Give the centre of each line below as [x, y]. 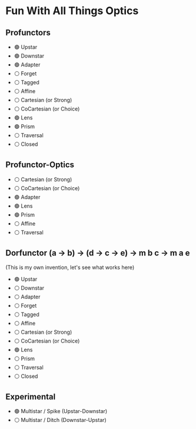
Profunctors [28, 33]
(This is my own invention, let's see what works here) [70, 267]
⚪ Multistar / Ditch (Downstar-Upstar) [60, 420]
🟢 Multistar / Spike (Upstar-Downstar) [61, 411]
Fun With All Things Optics [72, 11]
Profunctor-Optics [40, 165]
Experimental [31, 397]
